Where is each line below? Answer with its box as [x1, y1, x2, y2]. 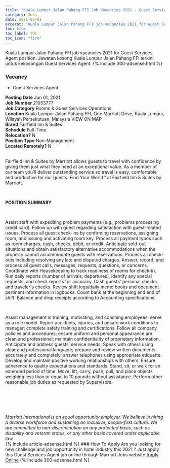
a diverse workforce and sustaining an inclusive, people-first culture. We [5, 419, 158, 425]
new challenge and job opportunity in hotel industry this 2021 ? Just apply [5, 446, 159, 452]
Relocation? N [5, 132, 35, 139]
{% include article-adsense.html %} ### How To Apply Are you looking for [5, 441, 161, 447]
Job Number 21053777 [5, 100, 54, 106]
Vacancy [5, 73, 28, 80]
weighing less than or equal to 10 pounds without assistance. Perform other [5, 374, 163, 380]
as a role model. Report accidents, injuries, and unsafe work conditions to [5, 320, 158, 326]
